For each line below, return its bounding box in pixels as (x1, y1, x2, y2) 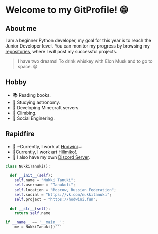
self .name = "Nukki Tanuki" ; (14, 178, 76, 183)
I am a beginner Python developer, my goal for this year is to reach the (5, 37, 151, 43)
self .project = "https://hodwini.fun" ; (14, 197, 98, 202)
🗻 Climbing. (12, 110, 37, 116)
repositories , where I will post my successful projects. (5, 49, 117, 54)
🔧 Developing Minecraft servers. (12, 104, 80, 110)
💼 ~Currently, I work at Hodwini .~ (12, 143, 82, 149)
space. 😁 (17, 64, 38, 69)
